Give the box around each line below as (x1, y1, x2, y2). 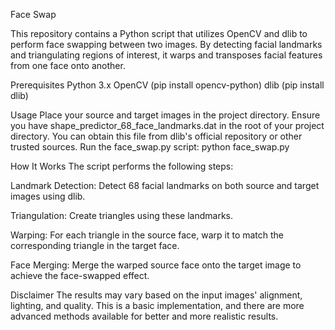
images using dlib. (10, 190, 86, 202)
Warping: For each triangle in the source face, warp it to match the (10, 229, 285, 241)
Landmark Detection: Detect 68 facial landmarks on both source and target (10, 180, 320, 191)
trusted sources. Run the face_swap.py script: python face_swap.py (10, 141, 290, 153)
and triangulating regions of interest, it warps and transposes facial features (10, 49, 323, 61)
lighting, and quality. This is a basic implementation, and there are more (10, 300, 305, 311)
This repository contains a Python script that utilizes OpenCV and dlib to (10, 28, 308, 39)
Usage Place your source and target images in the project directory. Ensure (10, 109, 321, 121)
